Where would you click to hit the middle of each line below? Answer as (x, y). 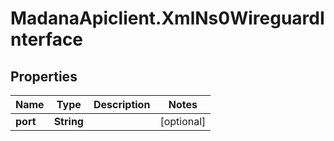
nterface (47, 39)
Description (122, 104)
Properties (44, 76)
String (68, 121)
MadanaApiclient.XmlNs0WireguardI (167, 18)
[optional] (183, 121)
